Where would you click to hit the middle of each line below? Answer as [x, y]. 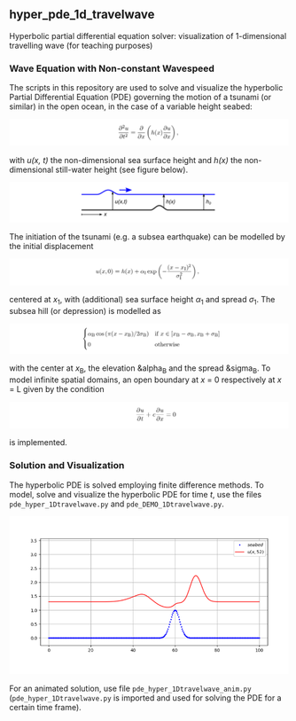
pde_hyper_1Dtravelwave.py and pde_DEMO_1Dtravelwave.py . [117, 504]
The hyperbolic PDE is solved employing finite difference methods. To [136, 485]
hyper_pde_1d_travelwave [82, 15]
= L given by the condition [57, 388]
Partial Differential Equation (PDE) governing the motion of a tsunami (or [140, 98]
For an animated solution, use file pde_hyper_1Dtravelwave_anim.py [130, 688]
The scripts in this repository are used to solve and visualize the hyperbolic [146, 88]
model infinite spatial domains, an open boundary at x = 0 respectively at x [145, 380]
